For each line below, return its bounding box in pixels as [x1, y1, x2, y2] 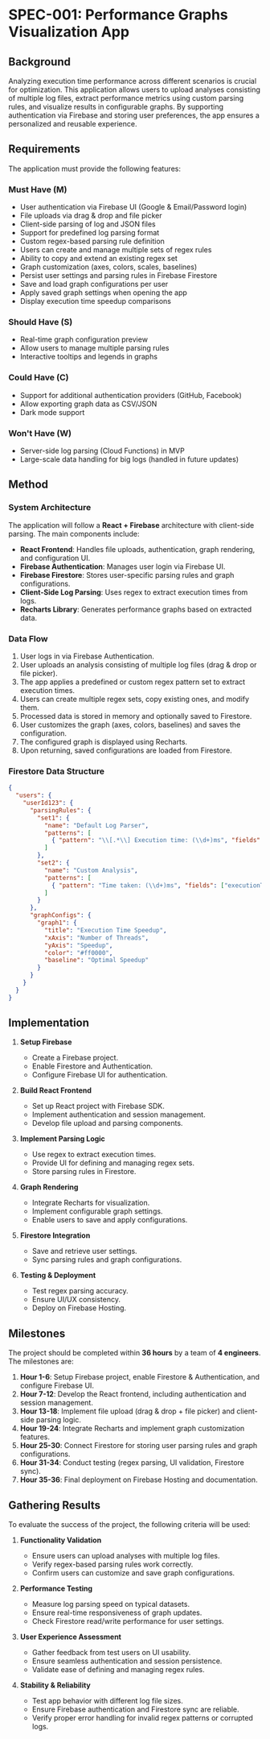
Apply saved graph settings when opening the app [19, 288, 187, 297]
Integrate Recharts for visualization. [31, 1198, 150, 1208]
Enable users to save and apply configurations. [31, 1215, 188, 1225]
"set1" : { [37, 814, 70, 822]
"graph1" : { [37, 919, 78, 928]
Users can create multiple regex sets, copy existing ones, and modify [19, 694, 250, 703]
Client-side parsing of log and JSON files [19, 219, 156, 229]
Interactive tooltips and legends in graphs [19, 352, 158, 362]
